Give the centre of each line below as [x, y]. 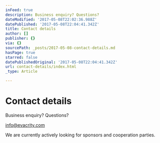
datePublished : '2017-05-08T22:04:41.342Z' [52, 24]
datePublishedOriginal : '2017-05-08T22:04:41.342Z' [61, 62]
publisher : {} [20, 39]
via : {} [14, 43]
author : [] [17, 34]
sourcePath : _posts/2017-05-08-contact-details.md [60, 48]
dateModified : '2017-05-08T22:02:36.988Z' [51, 19]
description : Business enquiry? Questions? [52, 15]
